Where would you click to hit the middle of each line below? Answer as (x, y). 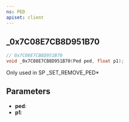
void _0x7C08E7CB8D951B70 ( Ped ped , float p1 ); (65, 61)
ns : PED (16, 12)
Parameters (28, 92)
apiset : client (25, 17)
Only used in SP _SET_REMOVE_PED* (53, 73)
